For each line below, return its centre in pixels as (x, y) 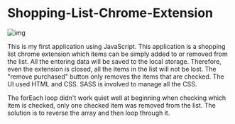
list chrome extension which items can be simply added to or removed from (118, 54)
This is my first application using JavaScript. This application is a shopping (116, 46)
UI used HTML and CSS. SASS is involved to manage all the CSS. (102, 84)
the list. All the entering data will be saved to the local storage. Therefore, (115, 61)
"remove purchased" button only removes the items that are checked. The (116, 77)
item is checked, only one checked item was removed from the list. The (112, 105)
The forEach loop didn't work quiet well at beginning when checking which (117, 98)
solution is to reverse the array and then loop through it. (89, 113)
